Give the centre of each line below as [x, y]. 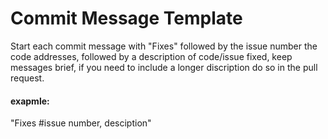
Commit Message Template [126, 18]
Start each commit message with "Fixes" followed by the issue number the [164, 46]
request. [27, 78]
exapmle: [30, 101]
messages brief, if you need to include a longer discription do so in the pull [164, 67]
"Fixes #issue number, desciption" [81, 123]
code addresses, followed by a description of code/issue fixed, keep [151, 56]
